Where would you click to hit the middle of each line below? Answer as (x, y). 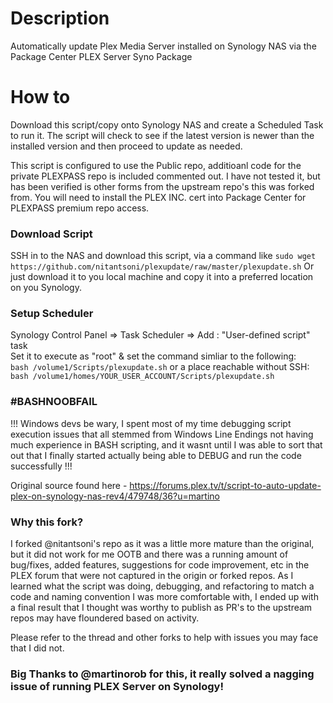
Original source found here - (69, 485)
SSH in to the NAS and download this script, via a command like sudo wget (163, 256)
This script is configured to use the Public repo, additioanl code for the (156, 165)
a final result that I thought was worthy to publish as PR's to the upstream (161, 608)
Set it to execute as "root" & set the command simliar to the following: (153, 356)
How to (40, 97)
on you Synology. (46, 288)
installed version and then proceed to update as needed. (126, 146)
